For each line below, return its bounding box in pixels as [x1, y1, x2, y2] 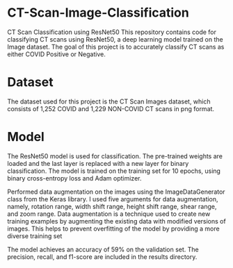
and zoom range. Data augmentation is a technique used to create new [7, 210, 211, 218]
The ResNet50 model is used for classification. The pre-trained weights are [7, 151, 223, 160]
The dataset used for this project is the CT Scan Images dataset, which [7, 97, 211, 106]
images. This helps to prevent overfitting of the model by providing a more [7, 224, 220, 233]
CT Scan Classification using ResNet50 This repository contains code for [7, 28, 217, 36]
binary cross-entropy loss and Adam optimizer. [7, 174, 142, 182]
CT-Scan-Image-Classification [7, 5, 189, 21]
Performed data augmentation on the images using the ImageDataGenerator [7, 187, 225, 196]
